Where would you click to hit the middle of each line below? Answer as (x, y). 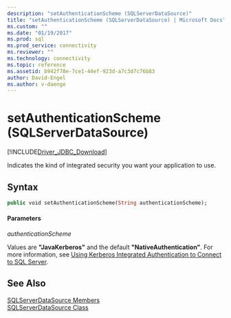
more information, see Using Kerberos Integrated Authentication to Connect (114, 255)
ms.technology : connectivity (49, 59)
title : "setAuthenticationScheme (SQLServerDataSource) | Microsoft (107, 20)
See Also (26, 284)
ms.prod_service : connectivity (52, 46)
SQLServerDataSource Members (54, 300)
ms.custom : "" (27, 26)
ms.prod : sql (26, 39)
